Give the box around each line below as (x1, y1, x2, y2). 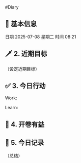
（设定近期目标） (5, 66, 40, 72)
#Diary (5, 4, 19, 10)
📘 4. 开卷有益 (5, 120, 45, 128)
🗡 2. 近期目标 (5, 49, 48, 58)
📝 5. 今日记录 (5, 138, 44, 147)
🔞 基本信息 (5, 20, 37, 28)
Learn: (5, 105, 18, 111)
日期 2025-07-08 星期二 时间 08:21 (5, 34, 76, 40)
